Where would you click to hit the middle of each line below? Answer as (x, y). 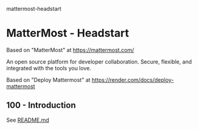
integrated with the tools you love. (49, 68)
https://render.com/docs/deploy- (133, 80)
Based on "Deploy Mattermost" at (49, 80)
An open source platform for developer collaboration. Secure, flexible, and (99, 61)
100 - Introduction (41, 105)
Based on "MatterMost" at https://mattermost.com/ (70, 50)
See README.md (28, 120)
